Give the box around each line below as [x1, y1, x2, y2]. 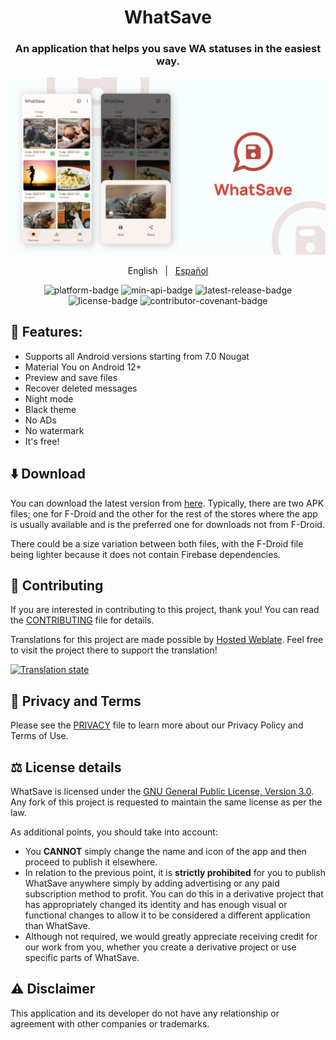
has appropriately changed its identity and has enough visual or [24, 899, 288, 911]
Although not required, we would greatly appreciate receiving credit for [24, 931, 318, 943]
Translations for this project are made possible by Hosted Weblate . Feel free [10, 634, 324, 646]
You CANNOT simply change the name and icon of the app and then [24, 846, 307, 858]
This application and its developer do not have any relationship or [10, 1007, 280, 1019]
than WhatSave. [24, 920, 91, 932]
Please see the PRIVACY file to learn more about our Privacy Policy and [10, 719, 304, 731]
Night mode [24, 392, 74, 405]
